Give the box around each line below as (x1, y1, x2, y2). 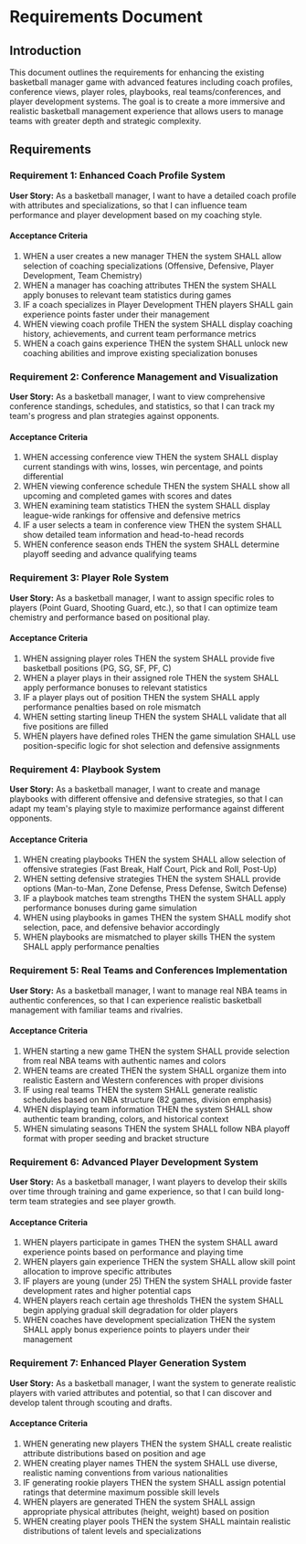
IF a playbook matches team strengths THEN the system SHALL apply (22, 893, 286, 904)
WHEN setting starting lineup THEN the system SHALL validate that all (22, 710, 287, 722)
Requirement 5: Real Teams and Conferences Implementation (9, 964, 288, 977)
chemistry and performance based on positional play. (9, 612, 211, 623)
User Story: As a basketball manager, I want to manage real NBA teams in (9, 984, 288, 996)
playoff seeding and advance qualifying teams (22, 549, 197, 560)
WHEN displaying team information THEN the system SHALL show (22, 1103, 273, 1115)
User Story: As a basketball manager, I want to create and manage (9, 783, 260, 795)
